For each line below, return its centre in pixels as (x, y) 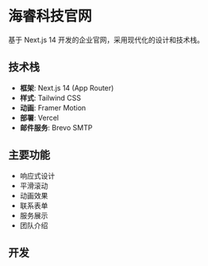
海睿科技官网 (50, 16)
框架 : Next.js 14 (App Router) (67, 87)
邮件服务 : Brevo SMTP (56, 127)
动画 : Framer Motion (53, 107)
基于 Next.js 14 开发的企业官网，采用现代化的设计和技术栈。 (106, 40)
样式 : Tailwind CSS (50, 98)
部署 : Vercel (39, 118)
